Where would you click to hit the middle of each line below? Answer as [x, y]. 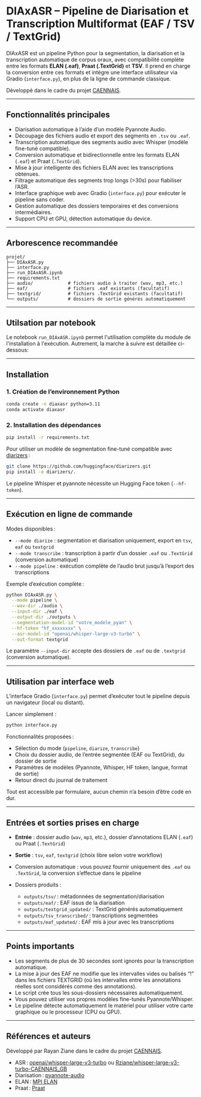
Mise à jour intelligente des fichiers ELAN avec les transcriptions [94, 167]
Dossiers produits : [38, 885]
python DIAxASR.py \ [32, 595]
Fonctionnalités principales [58, 115]
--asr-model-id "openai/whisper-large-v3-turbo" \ [76, 634]
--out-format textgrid [40, 639]
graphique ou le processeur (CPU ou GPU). [68, 1012]
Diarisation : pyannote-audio [50, 1075]
